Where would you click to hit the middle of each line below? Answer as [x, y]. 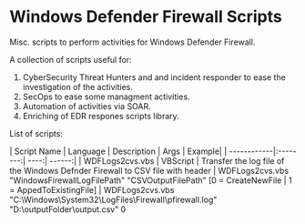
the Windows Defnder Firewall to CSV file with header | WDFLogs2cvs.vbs [149, 170]
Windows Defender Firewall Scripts [146, 17]
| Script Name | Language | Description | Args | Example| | [118, 151]
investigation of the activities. [78, 87]
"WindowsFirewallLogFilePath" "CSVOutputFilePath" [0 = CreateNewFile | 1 [151, 180]
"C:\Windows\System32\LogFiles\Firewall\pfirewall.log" [113, 199]
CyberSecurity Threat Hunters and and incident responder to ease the [154, 77]
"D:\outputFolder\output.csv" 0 [68, 209]
